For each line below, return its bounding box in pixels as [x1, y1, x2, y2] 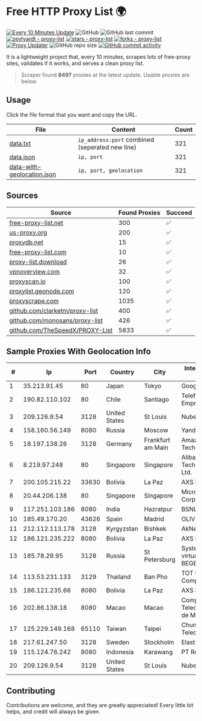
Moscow [144, 426, 168, 435]
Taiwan [106, 625, 127, 633]
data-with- [9, 162, 42, 171]
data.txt [9, 139, 31, 147]
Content [111, 125, 136, 133]
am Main [144, 443, 168, 452]
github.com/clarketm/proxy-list [9, 306, 98, 314]
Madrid [144, 515, 164, 523]
